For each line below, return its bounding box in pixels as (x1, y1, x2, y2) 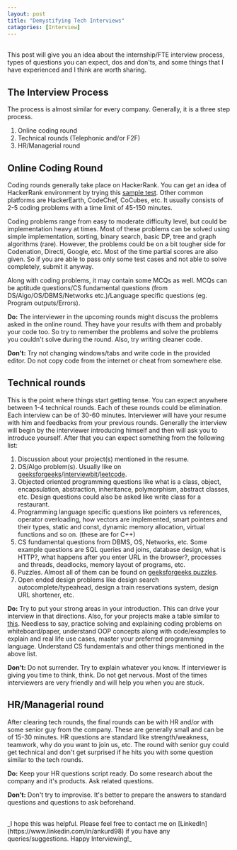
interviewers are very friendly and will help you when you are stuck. (7, 678, 205, 687)
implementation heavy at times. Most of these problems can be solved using (7, 225, 230, 233)
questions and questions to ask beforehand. (7, 797, 136, 806)
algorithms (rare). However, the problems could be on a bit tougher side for (7, 240, 226, 248)
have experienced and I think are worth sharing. (7, 65, 147, 74)
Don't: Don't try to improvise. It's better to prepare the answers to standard (7, 790, 226, 799)
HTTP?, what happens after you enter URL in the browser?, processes (17, 553, 221, 561)
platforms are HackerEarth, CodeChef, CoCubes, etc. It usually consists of (7, 196, 224, 204)
